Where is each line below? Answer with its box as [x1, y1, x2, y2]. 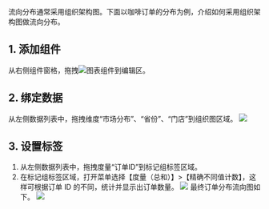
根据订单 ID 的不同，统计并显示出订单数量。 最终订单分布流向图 [34, 183, 254, 192]
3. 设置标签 [8, 139, 63, 154]
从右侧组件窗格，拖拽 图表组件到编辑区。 [8, 65, 150, 74]
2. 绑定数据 [8, 91, 63, 105]
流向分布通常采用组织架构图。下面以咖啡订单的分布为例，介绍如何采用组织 [8, 7, 254, 16]
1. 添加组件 [8, 42, 62, 56]
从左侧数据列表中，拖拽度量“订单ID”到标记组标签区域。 [19, 163, 202, 172]
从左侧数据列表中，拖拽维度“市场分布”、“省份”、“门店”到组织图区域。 [8, 114, 238, 123]
